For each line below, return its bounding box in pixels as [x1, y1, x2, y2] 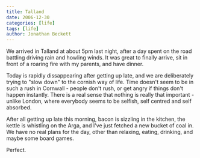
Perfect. [6, 147, 27, 154]
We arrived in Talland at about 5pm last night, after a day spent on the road [6, 47, 192, 55]
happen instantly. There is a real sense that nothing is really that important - [6, 91, 195, 99]
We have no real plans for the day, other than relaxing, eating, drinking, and [6, 129, 193, 136]
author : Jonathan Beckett [6, 31, 71, 37]
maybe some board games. [6, 135, 74, 142]
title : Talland [6, 8, 45, 15]
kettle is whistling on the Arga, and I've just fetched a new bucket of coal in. [6, 122, 194, 129]
